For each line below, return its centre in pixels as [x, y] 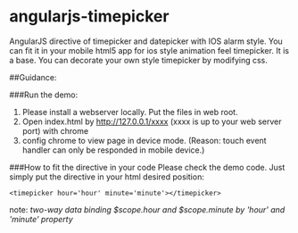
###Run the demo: [44, 95]
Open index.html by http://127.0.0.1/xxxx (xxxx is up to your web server [152, 121]
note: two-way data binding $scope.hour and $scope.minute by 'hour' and [147, 209]
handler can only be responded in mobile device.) [113, 150]
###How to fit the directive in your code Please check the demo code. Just [147, 167]
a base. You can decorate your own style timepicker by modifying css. [138, 60]
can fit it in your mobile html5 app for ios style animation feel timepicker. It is [149, 50]
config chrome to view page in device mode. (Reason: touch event [144, 140]
